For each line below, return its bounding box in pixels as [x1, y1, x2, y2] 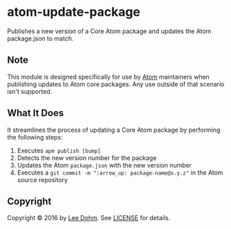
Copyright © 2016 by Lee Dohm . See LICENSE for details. [7, 214, 170, 222]
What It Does [7, 108, 64, 119]
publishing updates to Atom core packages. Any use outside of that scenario [7, 80, 225, 88]
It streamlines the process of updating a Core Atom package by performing [7, 126, 221, 134]
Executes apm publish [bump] [17, 146, 101, 155]
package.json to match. [7, 34, 74, 42]
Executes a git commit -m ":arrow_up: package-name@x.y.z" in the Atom [17, 168, 223, 177]
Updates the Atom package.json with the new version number [17, 161, 192, 169]
